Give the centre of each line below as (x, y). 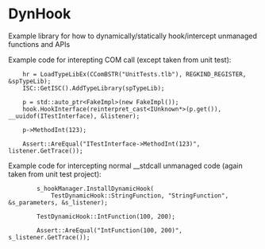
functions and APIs (39, 44)
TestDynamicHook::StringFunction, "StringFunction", (139, 196)
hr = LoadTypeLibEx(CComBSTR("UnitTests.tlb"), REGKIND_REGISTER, (134, 74)
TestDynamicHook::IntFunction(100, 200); (106, 216)
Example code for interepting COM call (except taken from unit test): (120, 60)
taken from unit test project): (55, 174)
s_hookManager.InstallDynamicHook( (96, 189)
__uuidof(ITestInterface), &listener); (74, 116)
